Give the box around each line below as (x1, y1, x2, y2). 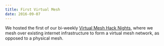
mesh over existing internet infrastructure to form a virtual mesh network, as (5, 30, 160, 36)
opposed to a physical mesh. (5, 35, 64, 41)
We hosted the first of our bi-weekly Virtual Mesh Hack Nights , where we (5, 25, 153, 31)
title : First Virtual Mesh (5, 7, 60, 12)
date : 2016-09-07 (5, 12, 41, 16)
